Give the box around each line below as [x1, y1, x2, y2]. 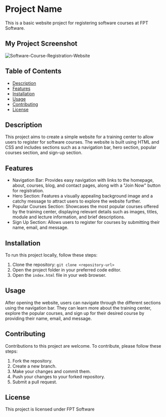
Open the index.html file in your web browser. [12, 272, 107, 278]
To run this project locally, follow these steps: [5, 252, 98, 258]
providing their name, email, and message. [5, 315, 92, 321]
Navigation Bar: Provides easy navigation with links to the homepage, [12, 177, 154, 183]
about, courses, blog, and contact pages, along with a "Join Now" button [12, 182, 161, 189]
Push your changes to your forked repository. [12, 373, 106, 379]
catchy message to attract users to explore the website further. [12, 198, 141, 204]
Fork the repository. [12, 358, 53, 364]
